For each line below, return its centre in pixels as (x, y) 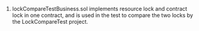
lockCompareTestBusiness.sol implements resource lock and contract (100, 9)
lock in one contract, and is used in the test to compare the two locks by (103, 15)
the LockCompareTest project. (50, 22)
